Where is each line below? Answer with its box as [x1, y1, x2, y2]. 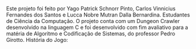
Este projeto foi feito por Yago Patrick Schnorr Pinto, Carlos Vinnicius [6, 5, 176, 12]
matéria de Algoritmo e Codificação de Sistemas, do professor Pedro [6, 30, 176, 37]
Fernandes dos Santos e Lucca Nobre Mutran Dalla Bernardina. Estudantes [6, 11, 191, 18]
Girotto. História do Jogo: [6, 37, 69, 43]
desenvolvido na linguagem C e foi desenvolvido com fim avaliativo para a [6, 24, 189, 31]
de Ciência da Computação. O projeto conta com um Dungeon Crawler [6, 18, 180, 24]
